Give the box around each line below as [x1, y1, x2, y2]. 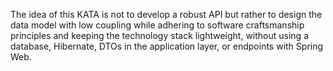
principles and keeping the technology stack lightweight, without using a [10, 30, 309, 41]
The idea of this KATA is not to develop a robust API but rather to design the [10, 9, 323, 20]
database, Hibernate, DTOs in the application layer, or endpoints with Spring [10, 40, 324, 52]
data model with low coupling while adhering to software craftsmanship [10, 19, 305, 31]
